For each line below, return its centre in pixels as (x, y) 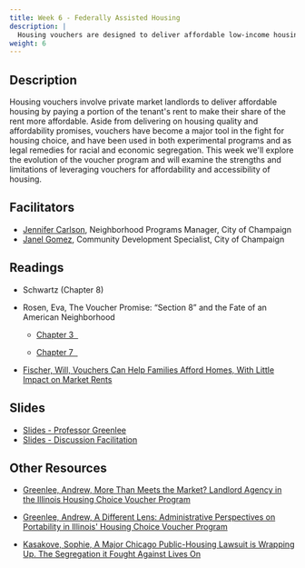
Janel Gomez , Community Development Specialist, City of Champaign (153, 239)
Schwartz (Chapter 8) (63, 289)
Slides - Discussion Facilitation (80, 439)
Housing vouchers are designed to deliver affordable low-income (144, 35)
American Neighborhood (69, 317)
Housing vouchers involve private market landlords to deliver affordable (143, 102)
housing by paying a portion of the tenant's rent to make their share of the (148, 112)
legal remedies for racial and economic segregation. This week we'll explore (152, 150)
